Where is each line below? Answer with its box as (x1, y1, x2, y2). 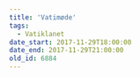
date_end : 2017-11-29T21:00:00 (9, 46, 124, 55)
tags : (9, 21, 29, 30)
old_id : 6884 (9, 54, 57, 63)
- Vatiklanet (17, 29, 65, 38)
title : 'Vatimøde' (9, 12, 77, 22)
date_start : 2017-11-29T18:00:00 (9, 37, 132, 47)
